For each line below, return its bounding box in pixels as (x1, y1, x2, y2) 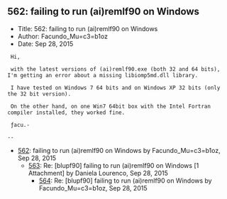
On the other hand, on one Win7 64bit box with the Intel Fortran (10, 103, 211, 110)
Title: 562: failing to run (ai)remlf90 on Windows (17, 24, 158, 33)
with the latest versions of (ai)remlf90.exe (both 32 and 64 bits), (10, 65, 221, 73)
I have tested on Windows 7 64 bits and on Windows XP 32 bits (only (10, 84, 221, 91)
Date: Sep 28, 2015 (17, 39, 74, 48)
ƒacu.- (10, 121, 31, 128)
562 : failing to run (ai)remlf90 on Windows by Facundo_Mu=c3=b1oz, (17, 146, 221, 154)
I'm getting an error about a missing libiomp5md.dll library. (7, 72, 199, 79)
